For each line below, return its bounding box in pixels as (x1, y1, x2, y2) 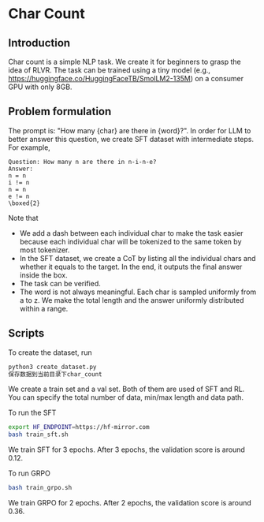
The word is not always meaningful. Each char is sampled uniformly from (19, 287, 257, 296)
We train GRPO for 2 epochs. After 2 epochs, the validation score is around (8, 498, 252, 507)
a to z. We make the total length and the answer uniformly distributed (19, 295, 244, 304)
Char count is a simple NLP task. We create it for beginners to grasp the (8, 57, 242, 66)
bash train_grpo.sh (8, 484, 73, 492)
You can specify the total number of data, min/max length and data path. (8, 393, 244, 402)
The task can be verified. (19, 278, 101, 288)
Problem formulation (8, 105, 112, 118)
